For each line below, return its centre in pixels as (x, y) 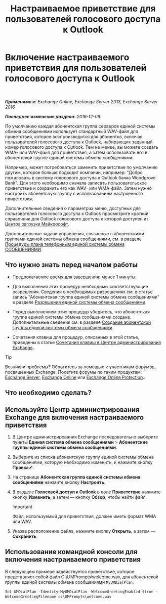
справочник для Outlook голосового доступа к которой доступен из (77, 218)
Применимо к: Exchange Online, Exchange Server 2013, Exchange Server (82, 101)
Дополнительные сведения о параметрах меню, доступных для (73, 208)
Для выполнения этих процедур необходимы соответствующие (80, 286)
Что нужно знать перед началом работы (71, 265)
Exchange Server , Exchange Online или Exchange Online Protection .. (75, 377)
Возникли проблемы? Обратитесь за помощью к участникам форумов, (81, 367)
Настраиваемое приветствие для (83, 9)
